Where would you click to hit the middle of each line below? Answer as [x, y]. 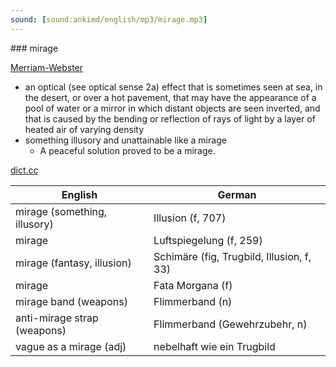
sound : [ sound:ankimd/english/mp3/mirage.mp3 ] [109, 19]
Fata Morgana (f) [193, 285]
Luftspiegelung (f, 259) [208, 240]
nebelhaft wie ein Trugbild [214, 346]
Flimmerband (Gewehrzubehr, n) [230, 324]
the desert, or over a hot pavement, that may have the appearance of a [170, 97]
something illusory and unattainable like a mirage [125, 140]
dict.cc [24, 170]
